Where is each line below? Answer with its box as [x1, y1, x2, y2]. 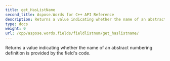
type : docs [5, 21, 28, 27]
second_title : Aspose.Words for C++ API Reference [5, 12, 114, 17]
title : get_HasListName [5, 7, 56, 13]
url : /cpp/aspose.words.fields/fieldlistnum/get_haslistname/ [5, 31, 139, 36]
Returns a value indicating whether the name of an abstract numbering [5, 45, 153, 50]
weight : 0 [5, 26, 26, 31]
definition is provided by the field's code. [5, 50, 91, 56]
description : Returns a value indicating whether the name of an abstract [5, 17, 166, 22]
